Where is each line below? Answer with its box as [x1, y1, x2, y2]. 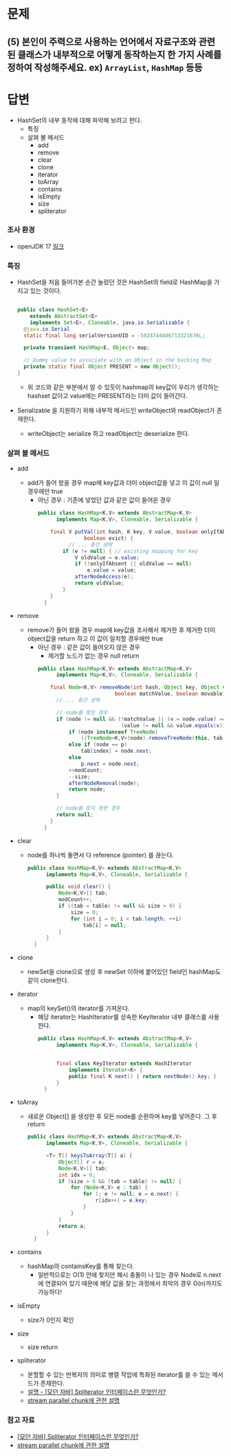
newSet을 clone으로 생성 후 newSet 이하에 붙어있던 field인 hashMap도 [27, 968, 221, 976]
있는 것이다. [30, 287, 62, 295]
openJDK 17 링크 [16, 242, 64, 250]
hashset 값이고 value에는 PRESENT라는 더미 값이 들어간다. [27, 391, 188, 399]
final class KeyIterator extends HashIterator [56, 1060, 192, 1067]
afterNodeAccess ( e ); [74, 573, 134, 581]
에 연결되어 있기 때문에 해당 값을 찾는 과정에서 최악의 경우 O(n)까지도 [37, 1279, 223, 1288]
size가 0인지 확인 [27, 1316, 74, 1324]
